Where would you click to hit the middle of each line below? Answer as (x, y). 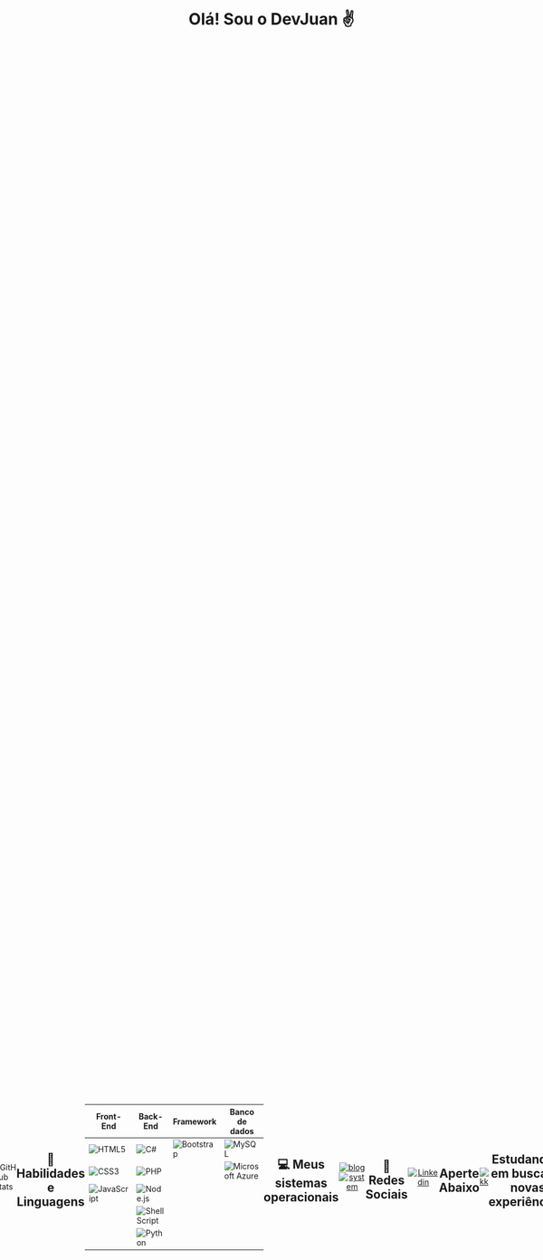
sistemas (301, 1184)
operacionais (301, 1198)
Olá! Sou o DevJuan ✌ (271, 19)
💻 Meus (301, 1165)
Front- (109, 1117)
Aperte (459, 1174)
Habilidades (51, 1174)
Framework (195, 1122)
